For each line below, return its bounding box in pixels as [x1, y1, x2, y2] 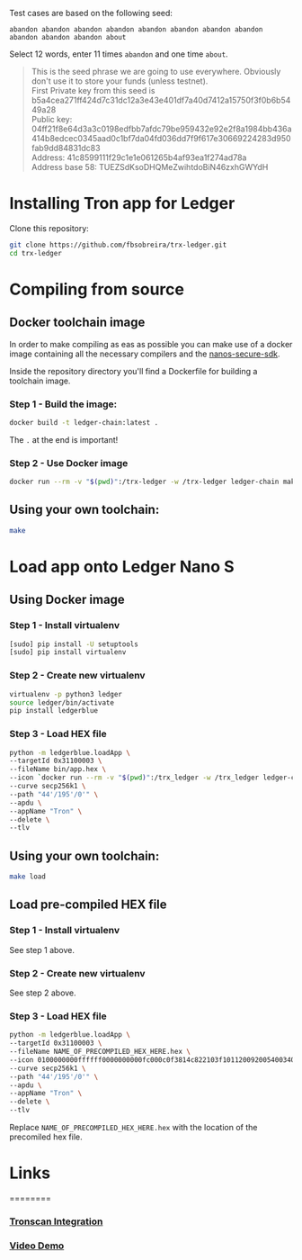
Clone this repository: [9, 222, 90, 233]
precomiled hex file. [9, 1131, 83, 1142]
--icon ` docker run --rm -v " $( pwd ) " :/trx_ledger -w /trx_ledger [9, 773, 259, 782]
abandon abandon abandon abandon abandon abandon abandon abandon [9, 25, 263, 34]
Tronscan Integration [9, 1215, 103, 1228]
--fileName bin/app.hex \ [9, 765, 106, 774]
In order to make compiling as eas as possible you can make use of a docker [9, 338, 293, 349]
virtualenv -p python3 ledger [9, 689, 123, 698]
